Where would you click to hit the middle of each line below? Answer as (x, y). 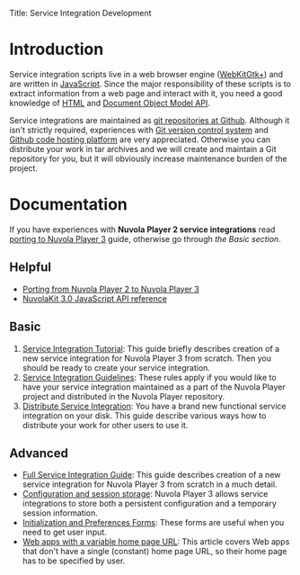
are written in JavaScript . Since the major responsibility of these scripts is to (150, 84)
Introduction (57, 49)
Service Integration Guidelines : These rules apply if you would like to (149, 377)
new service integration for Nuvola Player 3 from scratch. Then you (147, 358)
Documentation (69, 205)
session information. (60, 513)
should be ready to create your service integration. (116, 367)
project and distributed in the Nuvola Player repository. (124, 396)
